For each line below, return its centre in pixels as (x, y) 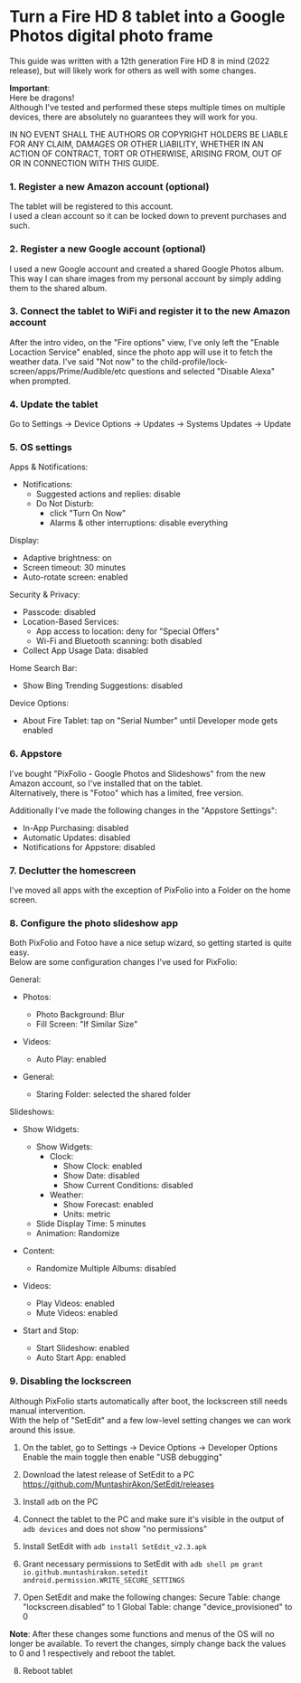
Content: (39, 1251)
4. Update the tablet (54, 404)
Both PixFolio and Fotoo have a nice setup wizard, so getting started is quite (150, 943)
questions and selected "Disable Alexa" (202, 371)
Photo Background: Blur (80, 1015)
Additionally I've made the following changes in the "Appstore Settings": (143, 810)
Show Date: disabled (101, 1176)
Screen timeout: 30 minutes (74, 568)
